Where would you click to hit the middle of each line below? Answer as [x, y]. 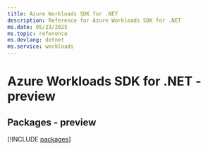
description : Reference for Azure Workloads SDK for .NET [94, 20]
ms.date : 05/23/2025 [38, 27]
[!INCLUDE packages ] [39, 139]
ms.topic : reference [38, 33]
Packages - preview [52, 122]
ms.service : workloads [41, 46]
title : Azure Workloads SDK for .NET [63, 14]
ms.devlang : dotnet [36, 40]
